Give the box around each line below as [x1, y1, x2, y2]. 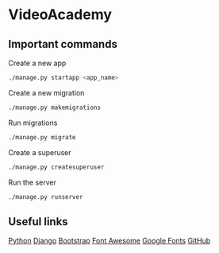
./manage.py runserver [8, 193, 83, 200]
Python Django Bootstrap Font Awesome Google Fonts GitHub [8, 236, 211, 246]
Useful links [8, 215, 69, 228]
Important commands [8, 37, 117, 51]
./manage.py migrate [8, 133, 77, 141]
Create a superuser [8, 147, 71, 157]
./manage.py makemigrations [8, 103, 102, 111]
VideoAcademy [8, 6, 113, 24]
